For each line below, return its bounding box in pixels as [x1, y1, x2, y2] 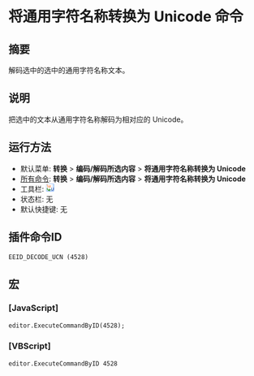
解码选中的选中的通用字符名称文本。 [8, 66, 130, 75]
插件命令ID [8, 231, 62, 244]
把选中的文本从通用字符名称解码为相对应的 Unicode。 [8, 115, 188, 124]
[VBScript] [8, 340, 51, 352]
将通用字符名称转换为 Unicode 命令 [8, 7, 243, 26]
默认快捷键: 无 [19, 204, 67, 214]
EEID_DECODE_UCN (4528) [8, 253, 89, 261]
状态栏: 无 [19, 194, 54, 204]
